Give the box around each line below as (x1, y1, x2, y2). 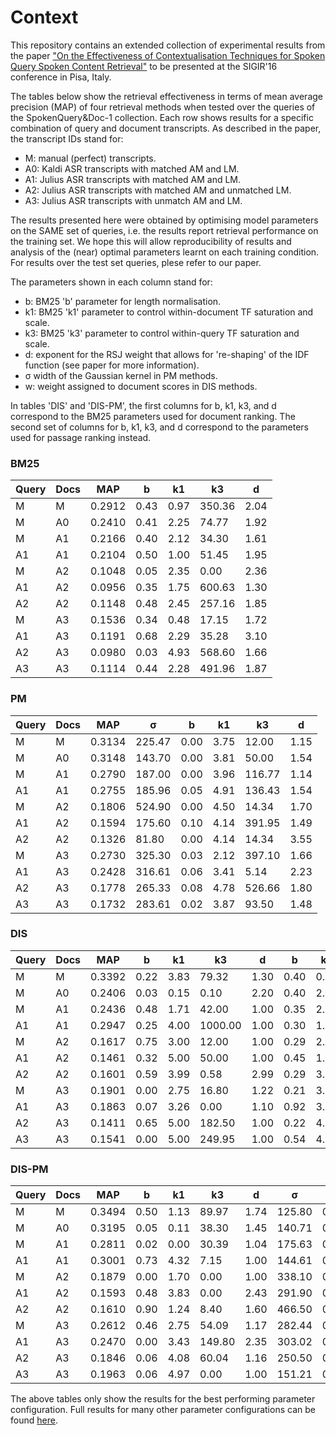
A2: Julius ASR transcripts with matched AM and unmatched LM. (24, 184, 292, 196)
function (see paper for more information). (24, 359, 200, 371)
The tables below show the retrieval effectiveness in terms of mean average (10, 90, 323, 102)
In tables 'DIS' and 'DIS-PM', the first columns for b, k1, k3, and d (10, 399, 277, 411)
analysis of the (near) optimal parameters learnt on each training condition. (10, 246, 320, 258)
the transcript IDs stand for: (10, 132, 124, 145)
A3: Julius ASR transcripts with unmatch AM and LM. (24, 194, 243, 206)
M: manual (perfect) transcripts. (24, 152, 157, 164)
